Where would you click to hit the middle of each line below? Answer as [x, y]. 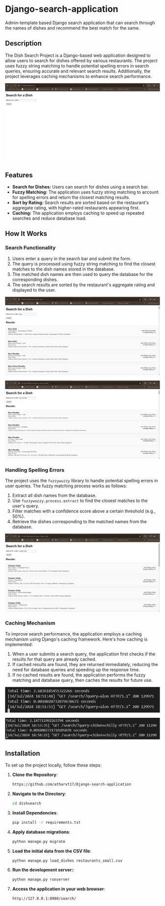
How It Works [26, 234]
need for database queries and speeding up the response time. [76, 670]
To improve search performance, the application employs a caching [73, 634]
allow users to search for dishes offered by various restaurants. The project [82, 61]
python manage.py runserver [41, 880]
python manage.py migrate [39, 841]
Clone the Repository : [35, 775]
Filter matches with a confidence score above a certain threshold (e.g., [84, 511]
